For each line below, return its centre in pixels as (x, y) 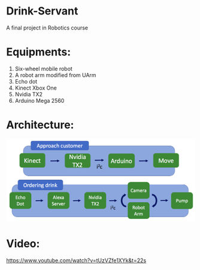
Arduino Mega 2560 (40, 100)
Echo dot (26, 81)
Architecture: (40, 125)
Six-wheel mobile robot (44, 69)
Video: (23, 243)
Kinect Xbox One (36, 88)
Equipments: (39, 52)
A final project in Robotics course (47, 28)
